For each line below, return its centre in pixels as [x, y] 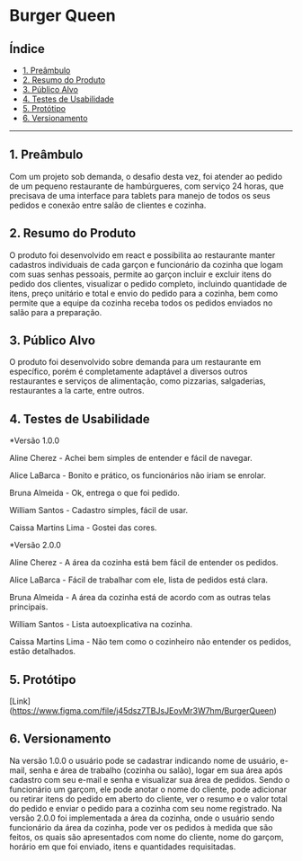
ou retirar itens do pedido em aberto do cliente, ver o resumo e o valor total [148, 799]
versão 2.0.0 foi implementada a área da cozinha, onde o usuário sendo [142, 818]
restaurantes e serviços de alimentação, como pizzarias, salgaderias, [138, 381]
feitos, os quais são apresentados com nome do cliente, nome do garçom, [147, 837]
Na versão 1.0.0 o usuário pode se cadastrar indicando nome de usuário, [144, 760]
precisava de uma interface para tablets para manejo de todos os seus [140, 195]
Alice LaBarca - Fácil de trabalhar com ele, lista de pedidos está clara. [138, 580]
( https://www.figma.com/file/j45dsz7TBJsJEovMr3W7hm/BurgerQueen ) [143, 711]
